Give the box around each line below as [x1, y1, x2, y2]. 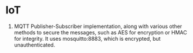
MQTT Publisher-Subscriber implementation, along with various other [13, 23, 182, 30]
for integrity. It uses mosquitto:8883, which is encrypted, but [13, 35, 161, 42]
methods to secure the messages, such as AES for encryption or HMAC [13, 29, 187, 36]
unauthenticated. [13, 41, 55, 48]
